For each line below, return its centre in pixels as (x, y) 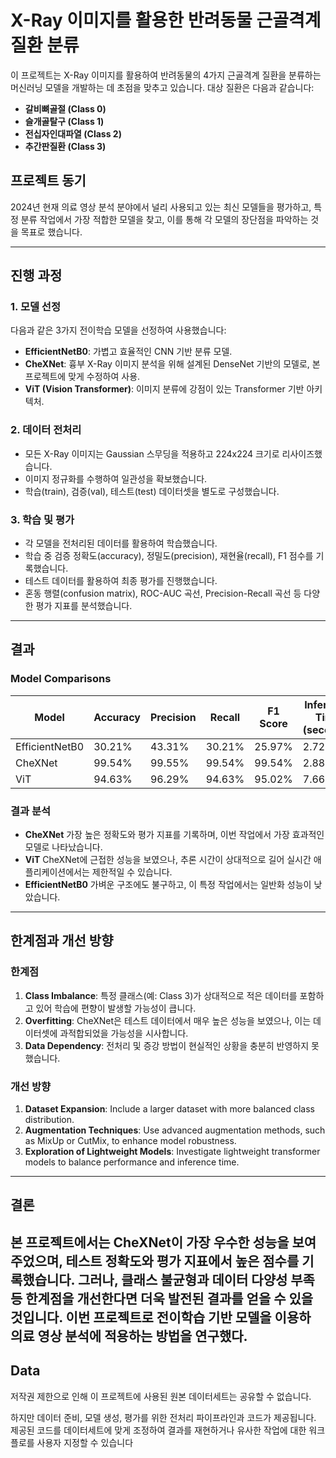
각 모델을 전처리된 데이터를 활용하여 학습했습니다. (121, 543)
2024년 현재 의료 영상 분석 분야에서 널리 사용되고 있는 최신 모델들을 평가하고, (161, 207)
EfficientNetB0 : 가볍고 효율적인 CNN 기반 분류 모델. (128, 352)
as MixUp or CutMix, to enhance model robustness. (130, 1140)
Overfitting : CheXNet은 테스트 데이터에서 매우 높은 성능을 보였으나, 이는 (168, 1020)
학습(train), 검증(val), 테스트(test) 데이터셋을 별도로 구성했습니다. (152, 491)
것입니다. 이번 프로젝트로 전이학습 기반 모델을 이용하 (161, 1317)
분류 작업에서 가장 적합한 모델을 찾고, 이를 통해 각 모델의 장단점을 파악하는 (164, 219)
